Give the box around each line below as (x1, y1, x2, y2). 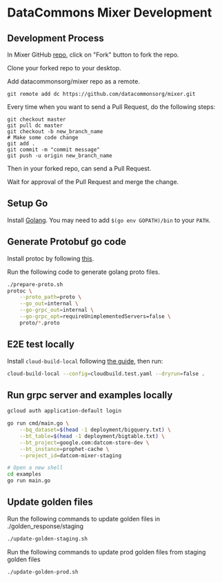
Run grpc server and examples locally (7, 389, 173, 401)
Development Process (7, 32, 105, 44)
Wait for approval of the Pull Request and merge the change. (7, 178, 179, 185)
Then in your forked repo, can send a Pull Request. (7, 164, 152, 172)
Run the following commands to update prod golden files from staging (7, 548, 206, 556)
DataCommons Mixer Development (7, 5, 212, 21)
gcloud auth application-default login (7, 408, 122, 414)
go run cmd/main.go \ (7, 420, 70, 427)
